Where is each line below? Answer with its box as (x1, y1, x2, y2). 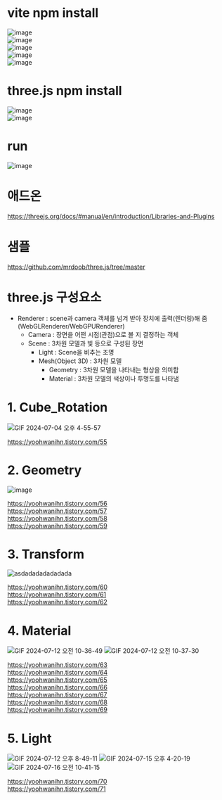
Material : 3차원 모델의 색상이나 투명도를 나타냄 (48, 374, 179, 383)
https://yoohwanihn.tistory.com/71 (7, 785, 107, 793)
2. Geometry (7, 462, 82, 478)
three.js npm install (7, 83, 122, 99)
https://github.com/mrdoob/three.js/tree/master (7, 262, 145, 271)
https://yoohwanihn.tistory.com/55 (7, 438, 107, 446)
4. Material (7, 623, 72, 638)
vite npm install (7, 5, 99, 21)
